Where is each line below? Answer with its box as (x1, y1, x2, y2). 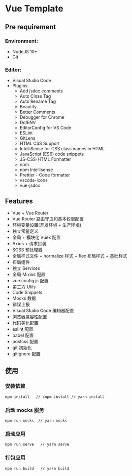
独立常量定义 (12, 228, 38, 234)
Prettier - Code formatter (19, 172, 70, 178)
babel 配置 (12, 332, 34, 338)
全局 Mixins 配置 (12, 271, 46, 277)
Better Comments (19, 109, 56, 115)
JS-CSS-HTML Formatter (19, 156, 71, 162)
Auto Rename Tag (19, 98, 56, 104)
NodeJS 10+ (12, 48, 38, 54)
